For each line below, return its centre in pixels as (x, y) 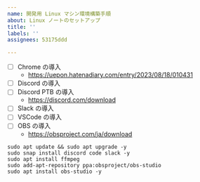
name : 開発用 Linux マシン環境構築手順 (59, 14)
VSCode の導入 (39, 117)
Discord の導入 (39, 83)
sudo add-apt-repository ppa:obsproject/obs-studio (84, 165)
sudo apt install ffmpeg (44, 159)
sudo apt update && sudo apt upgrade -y (67, 147)
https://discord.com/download (72, 100)
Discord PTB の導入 (46, 92)
